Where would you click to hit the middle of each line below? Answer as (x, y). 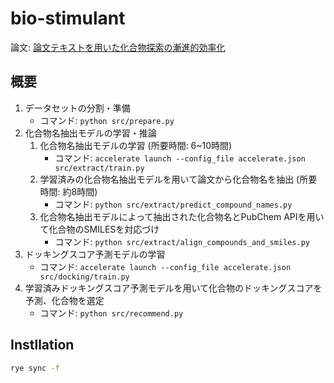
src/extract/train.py (99, 168)
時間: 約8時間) (68, 191)
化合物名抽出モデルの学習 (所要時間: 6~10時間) (136, 145)
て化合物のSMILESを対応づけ (99, 229)
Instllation (42, 345)
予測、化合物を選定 (64, 300)
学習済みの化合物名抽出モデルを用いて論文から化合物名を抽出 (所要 (178, 179)
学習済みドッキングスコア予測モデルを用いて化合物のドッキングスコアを (173, 288)
